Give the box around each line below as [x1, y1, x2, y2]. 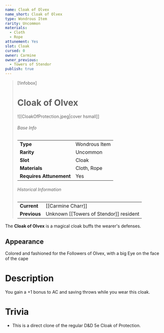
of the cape [5, 256, 28, 262]
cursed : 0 [5, 48, 26, 53]
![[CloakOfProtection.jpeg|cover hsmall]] [17, 113, 100, 119]
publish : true [5, 67, 34, 72]
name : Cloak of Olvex [5, 7, 50, 12]
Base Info [17, 125, 37, 131]
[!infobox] [17, 80, 37, 86]
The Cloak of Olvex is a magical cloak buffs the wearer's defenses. [5, 223, 141, 229]
